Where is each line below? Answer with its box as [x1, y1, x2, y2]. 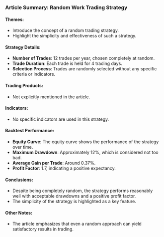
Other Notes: [5, 210, 33, 216]
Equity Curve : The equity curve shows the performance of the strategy [12, 139, 159, 145]
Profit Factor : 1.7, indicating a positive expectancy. [12, 165, 116, 171]
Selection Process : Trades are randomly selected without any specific [12, 66, 157, 72]
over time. [12, 144, 33, 150]
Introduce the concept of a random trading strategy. [12, 27, 119, 33]
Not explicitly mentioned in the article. [12, 94, 90, 100]
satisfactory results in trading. [12, 226, 74, 232]
